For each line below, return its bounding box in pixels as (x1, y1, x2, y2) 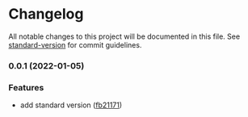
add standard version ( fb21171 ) (19, 100, 123, 110)
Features (8, 81, 44, 93)
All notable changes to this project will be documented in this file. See (8, 31, 241, 41)
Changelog (8, 5, 84, 23)
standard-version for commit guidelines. (8, 40, 142, 49)
